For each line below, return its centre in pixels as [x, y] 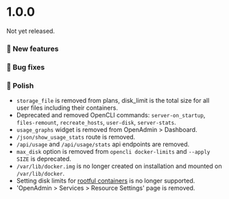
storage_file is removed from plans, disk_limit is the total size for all [113, 101]
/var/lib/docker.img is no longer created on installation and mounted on [119, 166]
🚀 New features [33, 49]
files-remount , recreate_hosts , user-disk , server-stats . [96, 122]
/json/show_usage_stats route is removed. [76, 137]
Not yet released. [31, 31]
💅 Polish [20, 85]
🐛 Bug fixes [26, 67]
